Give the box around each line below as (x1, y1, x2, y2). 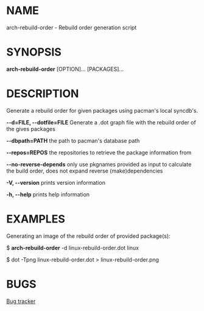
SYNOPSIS (6, 45, 62, 59)
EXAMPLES (6, 212, 65, 226)
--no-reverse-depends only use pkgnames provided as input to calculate (6, 160, 192, 168)
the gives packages (6, 125, 56, 132)
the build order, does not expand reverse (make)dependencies (6, 167, 163, 174)
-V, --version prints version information (6, 179, 105, 186)
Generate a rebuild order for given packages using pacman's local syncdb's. (6, 107, 199, 114)
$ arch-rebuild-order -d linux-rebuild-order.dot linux (6, 244, 139, 251)
